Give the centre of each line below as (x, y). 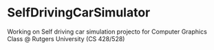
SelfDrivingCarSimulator (79, 13)
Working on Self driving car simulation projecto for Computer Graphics (107, 32)
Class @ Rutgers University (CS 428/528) (66, 38)
